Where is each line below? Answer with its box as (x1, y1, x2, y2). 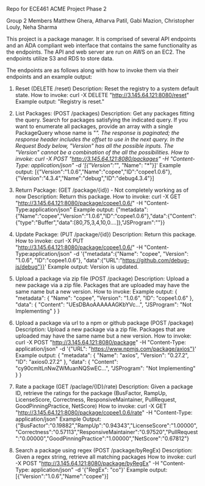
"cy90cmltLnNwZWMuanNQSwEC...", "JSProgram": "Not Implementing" (15, 364, 196, 372)
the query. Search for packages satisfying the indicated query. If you (15, 116, 188, 123)
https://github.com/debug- (122, 256, 190, 264)
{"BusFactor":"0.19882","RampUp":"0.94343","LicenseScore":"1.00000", (15, 422, 198, 429)
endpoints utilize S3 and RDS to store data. (6, 55, 114, 62)
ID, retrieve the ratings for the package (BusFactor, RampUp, (15, 390, 168, 396)
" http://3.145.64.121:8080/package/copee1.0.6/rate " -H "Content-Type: (15, 409, 193, 416)
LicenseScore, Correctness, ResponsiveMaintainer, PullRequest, (15, 396, 177, 403)
